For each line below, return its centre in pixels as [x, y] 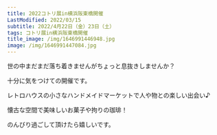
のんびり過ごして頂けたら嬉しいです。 [61, 124]
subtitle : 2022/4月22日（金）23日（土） [61, 26]
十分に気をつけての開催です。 [49, 81]
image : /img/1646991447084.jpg [52, 45]
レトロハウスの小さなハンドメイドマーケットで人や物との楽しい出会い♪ [109, 95]
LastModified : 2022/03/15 [44, 20]
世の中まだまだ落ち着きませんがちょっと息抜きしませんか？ [91, 66]
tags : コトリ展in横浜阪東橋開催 [48, 33]
